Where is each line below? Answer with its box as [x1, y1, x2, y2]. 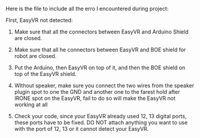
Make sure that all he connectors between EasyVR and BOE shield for [14, 46, 186, 53]
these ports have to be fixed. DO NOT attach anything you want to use [14, 119, 188, 126]
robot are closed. [14, 53, 57, 59]
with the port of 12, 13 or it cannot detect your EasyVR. [14, 125, 149, 132]
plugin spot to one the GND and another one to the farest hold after [14, 88, 180, 95]
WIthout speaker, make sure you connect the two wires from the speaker [14, 82, 195, 89]
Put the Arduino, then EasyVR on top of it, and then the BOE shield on [14, 64, 186, 71]
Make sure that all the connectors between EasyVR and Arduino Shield [14, 28, 189, 35]
